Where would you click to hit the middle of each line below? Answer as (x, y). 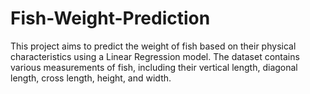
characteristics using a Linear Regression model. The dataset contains (155, 56)
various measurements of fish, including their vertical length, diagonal (154, 67)
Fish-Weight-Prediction (110, 18)
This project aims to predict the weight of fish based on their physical (153, 46)
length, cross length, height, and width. (91, 78)
